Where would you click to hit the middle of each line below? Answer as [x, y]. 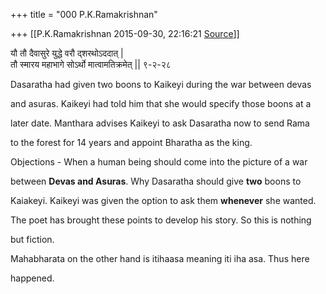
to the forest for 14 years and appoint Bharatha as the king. [131, 142]
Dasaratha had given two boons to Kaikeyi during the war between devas [161, 84]
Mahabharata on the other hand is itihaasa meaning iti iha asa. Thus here [160, 258]
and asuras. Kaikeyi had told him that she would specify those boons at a [161, 103]
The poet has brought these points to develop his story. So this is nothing [161, 220]
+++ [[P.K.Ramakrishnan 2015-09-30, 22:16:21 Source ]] [125, 33]
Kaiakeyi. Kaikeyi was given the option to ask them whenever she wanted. [163, 200]
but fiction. [32, 239]
